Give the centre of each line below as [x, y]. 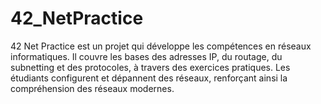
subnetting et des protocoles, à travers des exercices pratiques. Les [150, 67]
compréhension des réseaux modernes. [92, 88]
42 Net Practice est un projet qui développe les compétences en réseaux [161, 46]
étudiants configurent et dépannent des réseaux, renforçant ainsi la [149, 78]
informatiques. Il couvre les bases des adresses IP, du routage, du [146, 56]
